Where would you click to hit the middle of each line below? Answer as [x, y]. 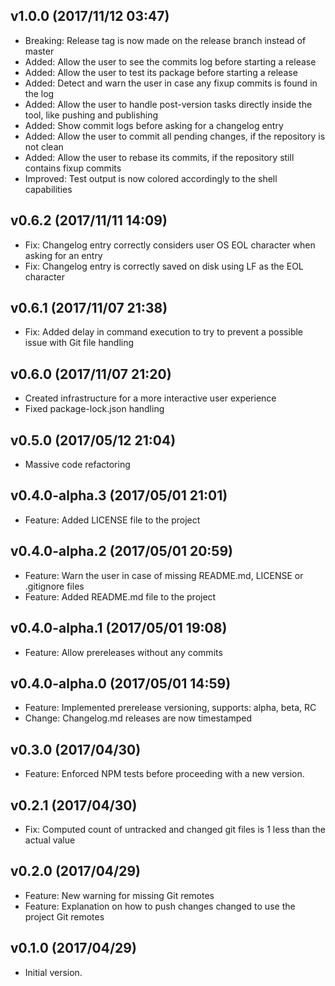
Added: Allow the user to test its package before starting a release [161, 72]
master [39, 51]
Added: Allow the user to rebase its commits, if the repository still [159, 157]
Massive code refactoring [77, 465]
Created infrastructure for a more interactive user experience [150, 398]
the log [39, 93]
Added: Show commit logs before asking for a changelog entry [154, 125]
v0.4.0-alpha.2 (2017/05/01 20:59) [121, 551]
